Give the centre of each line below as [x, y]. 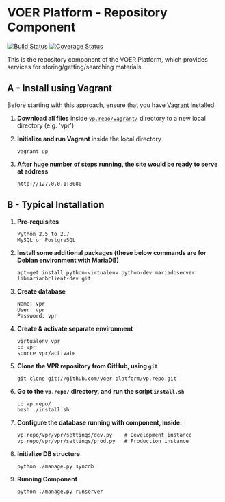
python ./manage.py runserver [60, 492]
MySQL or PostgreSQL [46, 240]
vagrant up [32, 151]
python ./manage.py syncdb [55, 466]
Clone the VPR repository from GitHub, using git [87, 366]
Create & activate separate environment [75, 328]
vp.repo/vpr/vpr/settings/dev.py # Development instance [104, 435]
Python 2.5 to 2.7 [43, 234]
